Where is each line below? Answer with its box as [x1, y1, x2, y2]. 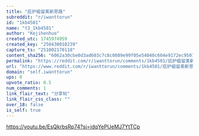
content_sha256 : [6, 52, 46, 58]
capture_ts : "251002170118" [6, 47, 76, 53]
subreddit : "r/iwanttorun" [6, 14, 73, 20]
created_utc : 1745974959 [6, 36, 68, 42]
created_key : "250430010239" [6, 42, 78, 48]
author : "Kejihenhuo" [6, 31, 60, 37]
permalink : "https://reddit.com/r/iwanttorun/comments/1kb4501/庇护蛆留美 [6, 58, 191, 64]
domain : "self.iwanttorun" [6, 69, 73, 75]
